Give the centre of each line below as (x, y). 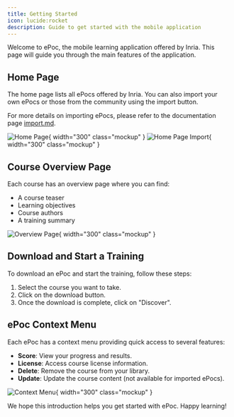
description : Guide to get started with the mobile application (104, 27)
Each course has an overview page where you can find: (89, 184)
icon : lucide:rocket (38, 21)
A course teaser (41, 197)
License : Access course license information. (83, 363)
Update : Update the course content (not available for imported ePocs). (121, 378)
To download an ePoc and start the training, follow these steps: (100, 274)
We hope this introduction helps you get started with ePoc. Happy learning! (117, 406)
